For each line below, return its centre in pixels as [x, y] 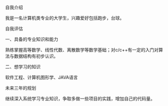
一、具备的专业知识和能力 [32, 39]
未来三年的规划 [21, 88]
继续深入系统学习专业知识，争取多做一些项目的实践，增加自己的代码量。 [80, 98]
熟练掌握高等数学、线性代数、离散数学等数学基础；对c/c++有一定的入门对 [82, 50]
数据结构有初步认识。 [36, 56]
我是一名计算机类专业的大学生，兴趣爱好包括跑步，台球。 [65, 18]
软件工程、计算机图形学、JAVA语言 [41, 77]
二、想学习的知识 [23, 67]
